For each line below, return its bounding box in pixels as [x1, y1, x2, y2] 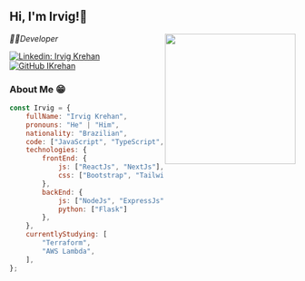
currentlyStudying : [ [25, 230, 107, 239]
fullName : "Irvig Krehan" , [25, 111, 128, 121]
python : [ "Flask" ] [57, 205, 128, 214]
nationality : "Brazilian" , [25, 129, 128, 138]
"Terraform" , [42, 238, 92, 247]
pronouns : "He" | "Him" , [25, 120, 120, 130]
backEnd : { [42, 188, 84, 197]
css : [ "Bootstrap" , [57, 171, 132, 180]
